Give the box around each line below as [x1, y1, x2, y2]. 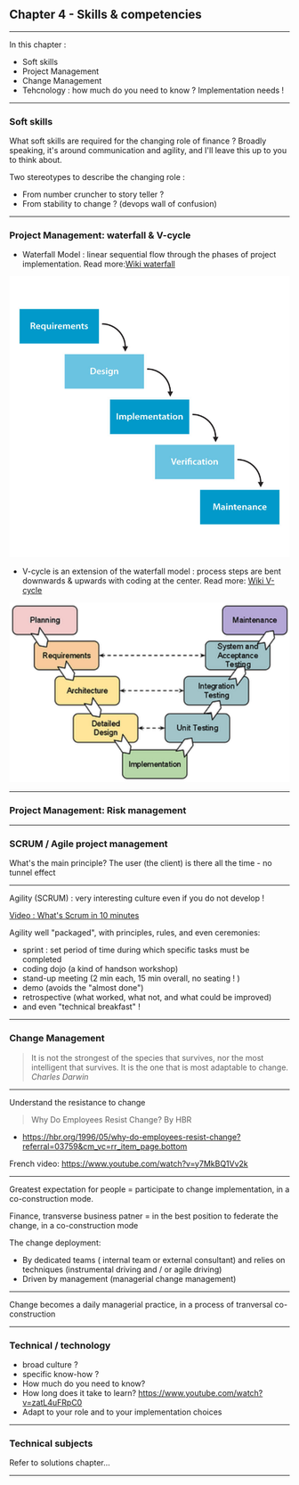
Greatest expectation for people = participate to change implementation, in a [9, 1184, 290, 1195]
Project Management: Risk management [9, 804, 187, 816]
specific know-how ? [21, 1368, 100, 1379]
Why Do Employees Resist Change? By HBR [30, 1114, 192, 1125]
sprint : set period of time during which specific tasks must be [21, 944, 250, 956]
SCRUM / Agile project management [9, 837, 168, 850]
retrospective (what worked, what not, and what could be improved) [21, 992, 272, 1003]
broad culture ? [21, 1359, 78, 1370]
